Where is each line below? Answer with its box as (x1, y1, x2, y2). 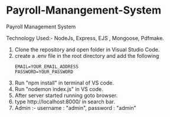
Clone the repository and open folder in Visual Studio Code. (14, 45, 160, 53)
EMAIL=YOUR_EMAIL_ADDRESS (14, 63, 79, 70)
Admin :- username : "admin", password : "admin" (14, 104, 137, 111)
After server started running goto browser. (14, 92, 118, 99)
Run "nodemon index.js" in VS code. (14, 85, 103, 92)
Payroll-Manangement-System (6, 4, 162, 17)
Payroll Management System (6, 23, 76, 30)
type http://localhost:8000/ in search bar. (14, 98, 115, 105)
